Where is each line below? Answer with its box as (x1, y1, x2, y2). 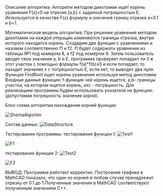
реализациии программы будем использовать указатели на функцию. (5, 88, 154, 93)
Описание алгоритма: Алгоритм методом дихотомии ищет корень (5, 4, 146, 10)
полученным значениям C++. (5, 185, 68, 191)
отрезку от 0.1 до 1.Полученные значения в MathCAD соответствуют (5, 180, 150, 186)
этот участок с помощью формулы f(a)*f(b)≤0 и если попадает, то (5, 61, 145, 67)
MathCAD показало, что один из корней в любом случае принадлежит (5, 175, 154, 180)
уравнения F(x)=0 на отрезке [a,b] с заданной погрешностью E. (5, 9, 140, 15)
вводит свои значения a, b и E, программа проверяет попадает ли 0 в (5, 56, 153, 61)
